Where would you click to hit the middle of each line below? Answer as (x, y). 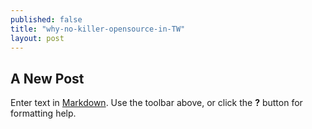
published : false (46, 19)
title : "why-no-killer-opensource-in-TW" (98, 29)
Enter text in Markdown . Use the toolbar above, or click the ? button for (156, 103)
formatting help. (43, 113)
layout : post (37, 38)
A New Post (47, 78)
